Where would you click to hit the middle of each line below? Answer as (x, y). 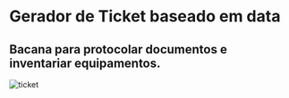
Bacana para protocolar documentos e (119, 49)
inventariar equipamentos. (85, 63)
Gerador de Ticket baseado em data (145, 16)
